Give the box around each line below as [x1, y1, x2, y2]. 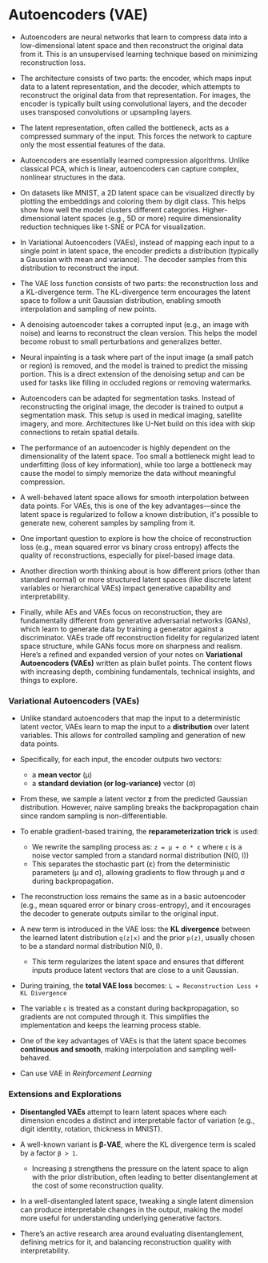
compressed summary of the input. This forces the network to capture [19, 131, 252, 141]
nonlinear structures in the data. [19, 172, 126, 182]
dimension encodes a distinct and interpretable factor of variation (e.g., [19, 1116, 255, 1125]
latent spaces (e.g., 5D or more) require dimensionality [62, 213, 242, 223]
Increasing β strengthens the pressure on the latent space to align [31, 1164, 249, 1173]
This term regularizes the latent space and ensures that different [31, 957, 244, 966]
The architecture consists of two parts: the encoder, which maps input [19, 73, 252, 83]
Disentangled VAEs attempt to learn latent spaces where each [19, 1107, 226, 1116]
